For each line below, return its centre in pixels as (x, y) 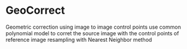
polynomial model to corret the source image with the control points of (92, 33)
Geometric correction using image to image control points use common (93, 27)
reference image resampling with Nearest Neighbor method (79, 39)
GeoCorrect (35, 10)
